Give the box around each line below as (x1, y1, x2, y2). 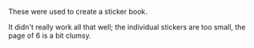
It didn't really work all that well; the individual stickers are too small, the (8, 22, 246, 31)
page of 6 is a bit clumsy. (8, 31, 91, 40)
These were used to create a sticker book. (8, 7, 148, 16)
